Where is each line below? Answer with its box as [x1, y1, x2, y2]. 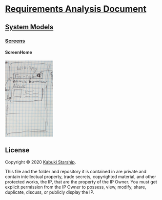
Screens [5, 37, 25, 44]
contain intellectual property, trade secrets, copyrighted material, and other [5, 174, 156, 180]
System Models [5, 23, 54, 31]
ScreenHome [5, 50, 33, 55]
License [5, 146, 30, 154]
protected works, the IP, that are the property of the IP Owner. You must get [5, 179, 157, 184]
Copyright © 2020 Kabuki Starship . [5, 159, 76, 165]
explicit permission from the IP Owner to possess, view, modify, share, [5, 184, 146, 190]
